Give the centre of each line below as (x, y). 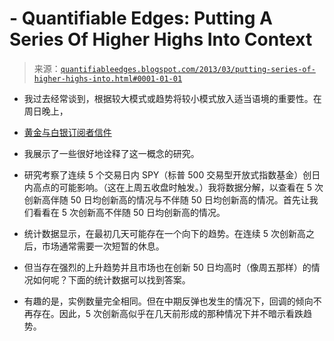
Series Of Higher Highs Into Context (161, 39)
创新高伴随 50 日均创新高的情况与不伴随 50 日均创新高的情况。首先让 (166, 199)
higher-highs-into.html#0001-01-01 (108, 78)
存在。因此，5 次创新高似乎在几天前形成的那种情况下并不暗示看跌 (168, 313)
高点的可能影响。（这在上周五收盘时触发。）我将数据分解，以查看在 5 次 (178, 187)
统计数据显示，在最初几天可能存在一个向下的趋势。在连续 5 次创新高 (164, 233)
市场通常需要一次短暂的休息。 (103, 246)
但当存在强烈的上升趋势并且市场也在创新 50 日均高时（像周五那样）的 (167, 267)
